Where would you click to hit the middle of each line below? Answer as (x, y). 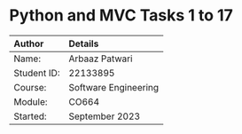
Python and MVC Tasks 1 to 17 (121, 16)
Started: (30, 116)
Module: (31, 101)
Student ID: (37, 73)
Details (84, 43)
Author (29, 43)
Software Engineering (114, 87)
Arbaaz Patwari (101, 59)
